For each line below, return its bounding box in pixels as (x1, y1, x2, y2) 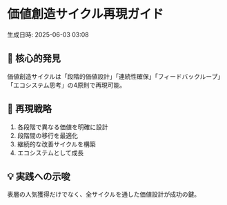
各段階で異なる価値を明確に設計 (17, 122, 108, 131)
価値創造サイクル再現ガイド (7, 6, 164, 22)
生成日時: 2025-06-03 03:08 (7, 30, 89, 39)
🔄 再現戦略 (7, 103, 52, 115)
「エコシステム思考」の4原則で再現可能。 (7, 81, 126, 89)
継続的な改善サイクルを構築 (17, 139, 97, 148)
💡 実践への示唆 (7, 170, 70, 182)
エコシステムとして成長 (17, 148, 84, 157)
